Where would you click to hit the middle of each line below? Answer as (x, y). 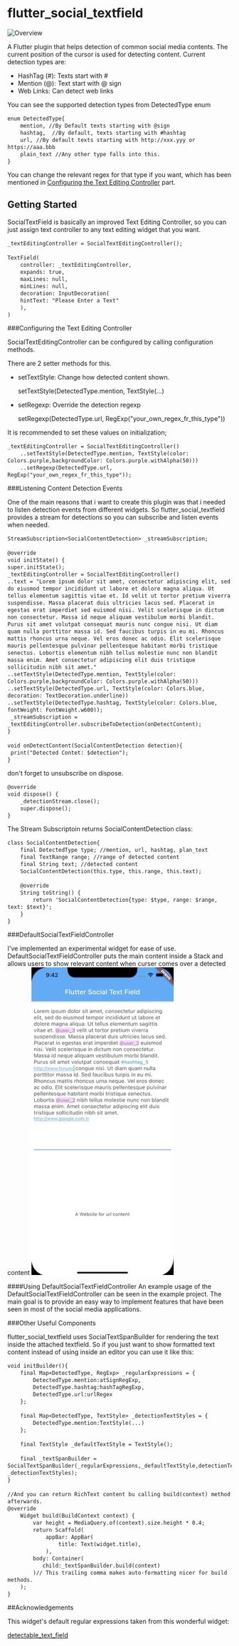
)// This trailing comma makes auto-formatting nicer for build (130, 1573)
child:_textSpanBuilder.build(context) (101, 1565)
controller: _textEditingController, (76, 265)
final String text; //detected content (79, 864)
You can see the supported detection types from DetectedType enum (109, 104)
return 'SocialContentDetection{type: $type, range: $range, (126, 900)
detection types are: (37, 61)
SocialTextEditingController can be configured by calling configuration (110, 342)
